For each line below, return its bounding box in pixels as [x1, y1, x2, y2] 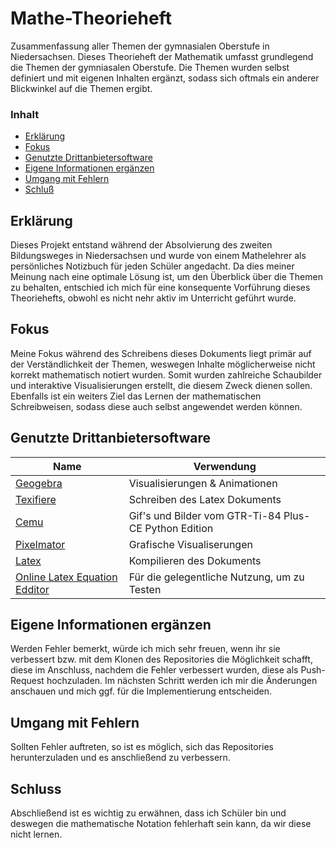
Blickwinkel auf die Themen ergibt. [10, 82, 153, 94]
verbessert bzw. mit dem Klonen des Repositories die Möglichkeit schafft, [10, 653, 313, 666]
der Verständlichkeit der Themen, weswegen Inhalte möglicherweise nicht [10, 358, 316, 370]
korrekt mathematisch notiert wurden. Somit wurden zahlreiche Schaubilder [10, 368, 323, 381]
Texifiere [15, 492, 57, 506]
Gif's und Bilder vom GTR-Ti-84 [128, 508, 282, 522]
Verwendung [193, 459, 257, 473]
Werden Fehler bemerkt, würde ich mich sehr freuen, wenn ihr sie [10, 643, 281, 655]
